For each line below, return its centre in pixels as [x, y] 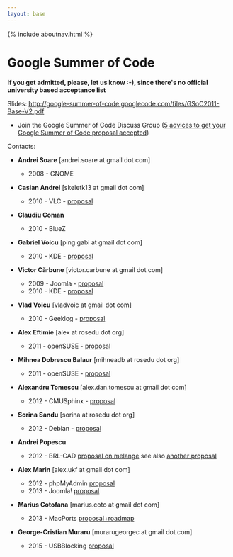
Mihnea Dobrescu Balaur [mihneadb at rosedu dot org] [98, 359]
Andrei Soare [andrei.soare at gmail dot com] [84, 159]
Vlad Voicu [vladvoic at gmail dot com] [75, 305]
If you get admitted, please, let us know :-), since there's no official [108, 82]
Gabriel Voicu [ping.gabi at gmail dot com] [80, 242]
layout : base [27, 14]
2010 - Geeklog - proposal [67, 318]
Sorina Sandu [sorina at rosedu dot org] [76, 415]
